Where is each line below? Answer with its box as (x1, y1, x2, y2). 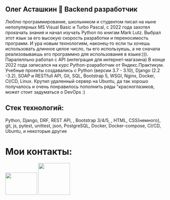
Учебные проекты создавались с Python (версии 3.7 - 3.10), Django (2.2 (5, 67, 160, 73)
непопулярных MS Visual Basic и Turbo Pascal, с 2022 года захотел (5, 24, 151, 30)
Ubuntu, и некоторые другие (5, 128, 67, 134)
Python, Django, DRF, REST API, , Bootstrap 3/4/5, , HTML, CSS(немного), (5, 117, 161, 123)
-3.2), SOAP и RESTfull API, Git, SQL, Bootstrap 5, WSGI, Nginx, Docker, (5, 72, 155, 79)
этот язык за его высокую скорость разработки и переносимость (5, 35, 149, 41)
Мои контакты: (5, 146, 73, 157)
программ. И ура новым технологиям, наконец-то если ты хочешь (5, 40, 150, 46)
